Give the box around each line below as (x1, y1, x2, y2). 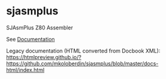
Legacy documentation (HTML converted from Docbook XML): (6, 47, 161, 54)
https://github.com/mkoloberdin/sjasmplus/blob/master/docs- (6, 60, 159, 67)
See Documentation (6, 35, 55, 42)
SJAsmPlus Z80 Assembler (6, 24, 73, 31)
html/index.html (6, 66, 45, 73)
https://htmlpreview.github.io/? (6, 53, 82, 60)
